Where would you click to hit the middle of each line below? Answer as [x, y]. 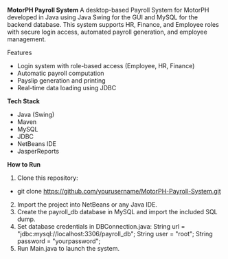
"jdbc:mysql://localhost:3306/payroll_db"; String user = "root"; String [115, 234]
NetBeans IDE [37, 144]
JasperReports [38, 151]
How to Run [24, 164]
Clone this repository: [47, 178]
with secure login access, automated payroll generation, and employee [107, 32]
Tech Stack [23, 101]
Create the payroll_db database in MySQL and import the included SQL [117, 212]
